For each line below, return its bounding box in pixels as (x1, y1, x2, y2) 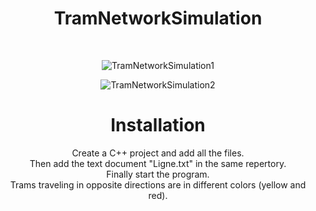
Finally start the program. (106, 168, 210, 180)
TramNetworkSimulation (53, 7, 263, 30)
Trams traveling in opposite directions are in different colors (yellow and (9, 178, 307, 191)
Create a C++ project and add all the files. (71, 147, 245, 159)
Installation (110, 114, 206, 137)
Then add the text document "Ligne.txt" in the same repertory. (29, 157, 287, 169)
